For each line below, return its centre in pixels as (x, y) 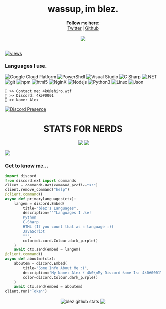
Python (30, 217)
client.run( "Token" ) (26, 291)
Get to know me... (27, 166)
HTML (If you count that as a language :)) (68, 227)
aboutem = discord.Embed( (41, 264)
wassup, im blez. (83, 9)
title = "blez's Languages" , (51, 208)
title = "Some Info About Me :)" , (56, 268)
